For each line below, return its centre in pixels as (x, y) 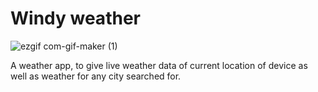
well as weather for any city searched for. (96, 76)
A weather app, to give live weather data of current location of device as (159, 65)
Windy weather (75, 18)
